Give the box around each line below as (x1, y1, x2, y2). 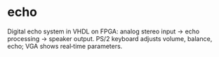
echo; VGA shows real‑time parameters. (7, 42, 123, 50)
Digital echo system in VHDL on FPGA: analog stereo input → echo (7, 27, 200, 35)
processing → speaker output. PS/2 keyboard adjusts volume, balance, (7, 34, 213, 42)
